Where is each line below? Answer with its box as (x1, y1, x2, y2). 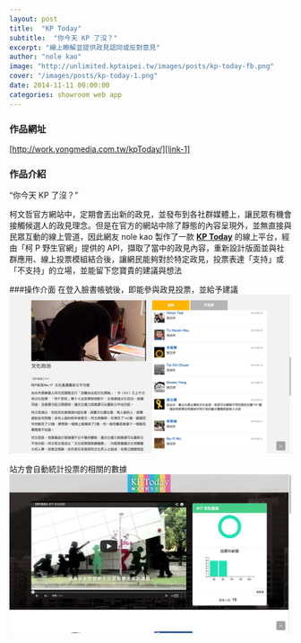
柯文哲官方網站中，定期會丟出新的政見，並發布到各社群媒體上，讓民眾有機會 (9, 209, 292, 220)
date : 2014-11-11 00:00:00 (9, 81, 110, 90)
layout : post (9, 14, 58, 23)
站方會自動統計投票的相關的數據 (9, 463, 127, 475)
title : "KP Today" (9, 23, 82, 33)
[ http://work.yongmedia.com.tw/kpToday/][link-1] (9, 144, 191, 154)
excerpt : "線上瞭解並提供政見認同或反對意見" (9, 43, 161, 52)
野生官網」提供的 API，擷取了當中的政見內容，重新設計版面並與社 (41, 242, 285, 253)
